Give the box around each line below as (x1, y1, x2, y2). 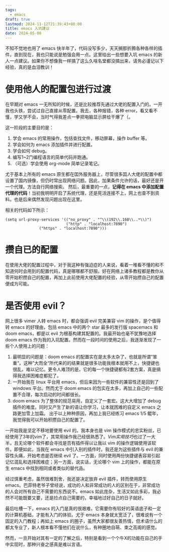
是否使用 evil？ (5, 300, 67, 312)
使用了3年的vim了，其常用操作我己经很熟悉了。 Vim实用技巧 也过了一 (9, 434, 151, 440)
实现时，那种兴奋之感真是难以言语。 (9, 541, 84, 547)
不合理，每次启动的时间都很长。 (17, 391, 83, 397)
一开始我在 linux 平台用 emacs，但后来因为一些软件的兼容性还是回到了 (12, 379, 159, 385)
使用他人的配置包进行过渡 (5, 84, 112, 95)
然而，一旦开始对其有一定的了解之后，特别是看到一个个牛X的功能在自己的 (5, 535, 158, 541)
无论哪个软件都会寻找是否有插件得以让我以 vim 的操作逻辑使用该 (18, 440, 152, 446)
